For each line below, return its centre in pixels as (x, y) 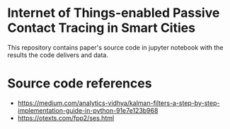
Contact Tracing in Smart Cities (102, 28)
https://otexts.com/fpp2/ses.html (66, 118)
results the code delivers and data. (58, 55)
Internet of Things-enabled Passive (114, 13)
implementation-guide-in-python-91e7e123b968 (88, 110)
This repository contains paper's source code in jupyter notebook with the (116, 47)
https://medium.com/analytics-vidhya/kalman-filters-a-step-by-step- (119, 103)
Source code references (80, 84)
